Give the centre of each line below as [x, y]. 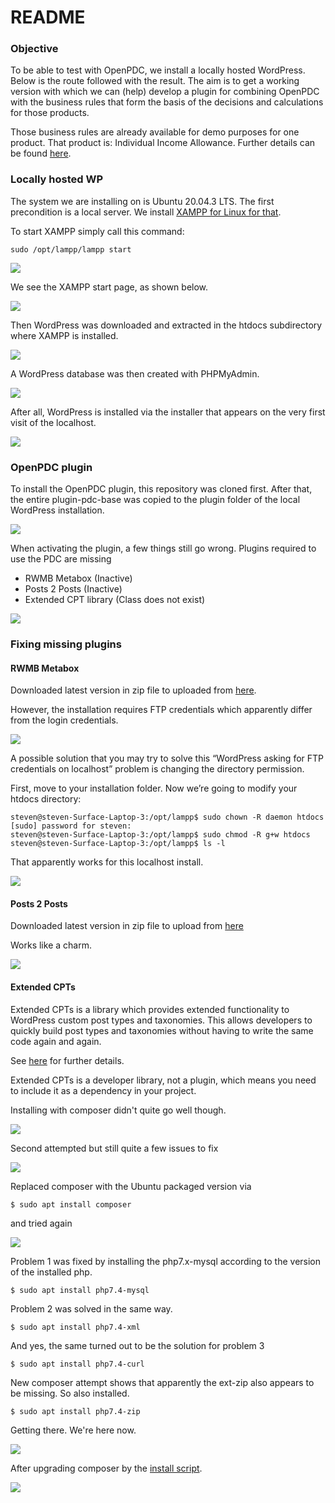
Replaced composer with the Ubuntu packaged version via [131, 1186]
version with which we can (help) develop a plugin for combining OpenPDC [165, 92]
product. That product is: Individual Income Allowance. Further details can [163, 143]
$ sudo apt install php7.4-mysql [80, 1290]
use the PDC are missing [61, 559]
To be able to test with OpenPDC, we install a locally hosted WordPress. [158, 70]
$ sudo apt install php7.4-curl [77, 1364]
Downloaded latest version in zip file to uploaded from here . [133, 690]
